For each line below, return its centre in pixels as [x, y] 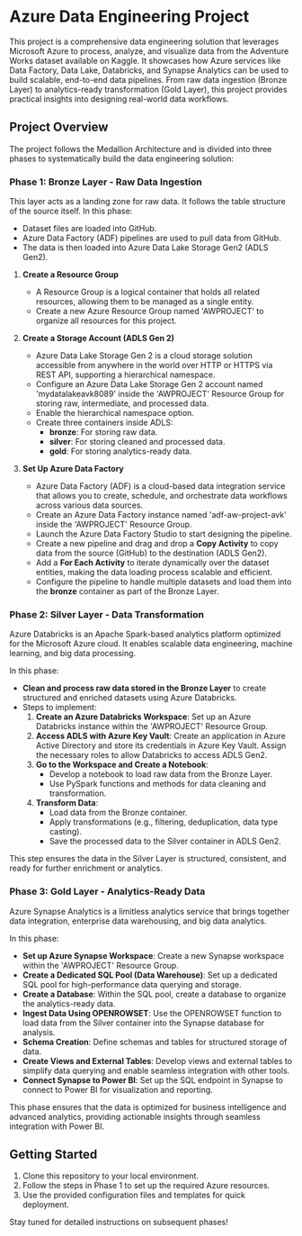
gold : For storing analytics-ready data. [120, 451]
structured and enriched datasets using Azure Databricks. [129, 698]
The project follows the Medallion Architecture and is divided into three [141, 149]
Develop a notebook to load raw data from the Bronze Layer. [160, 774]
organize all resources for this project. [106, 320]
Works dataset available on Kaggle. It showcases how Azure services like [145, 60]
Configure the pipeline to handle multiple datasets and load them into [164, 582]
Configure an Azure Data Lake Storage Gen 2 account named [149, 384]
